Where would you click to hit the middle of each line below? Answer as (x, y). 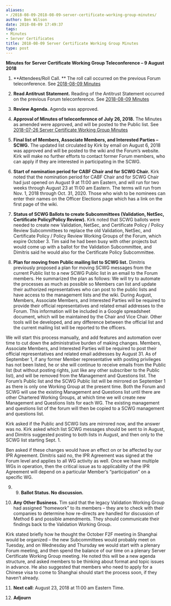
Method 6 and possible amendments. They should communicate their (86, 519)
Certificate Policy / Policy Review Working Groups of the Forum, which (87, 236)
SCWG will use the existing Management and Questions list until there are (83, 392)
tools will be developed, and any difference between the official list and (88, 322)
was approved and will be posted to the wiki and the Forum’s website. (86, 150)
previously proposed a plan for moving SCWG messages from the (82, 268)
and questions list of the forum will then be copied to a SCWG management (85, 408)
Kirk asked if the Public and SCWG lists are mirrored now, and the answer (83, 423)
